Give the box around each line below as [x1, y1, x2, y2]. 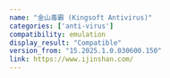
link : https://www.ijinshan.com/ [9, 55, 134, 64]
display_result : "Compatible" [9, 38, 123, 48]
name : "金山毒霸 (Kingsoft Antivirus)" [9, 13, 153, 22]
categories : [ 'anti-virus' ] [9, 22, 115, 30]
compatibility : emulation [9, 30, 106, 39]
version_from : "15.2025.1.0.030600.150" [9, 47, 163, 56]
